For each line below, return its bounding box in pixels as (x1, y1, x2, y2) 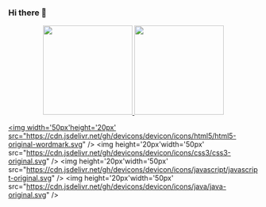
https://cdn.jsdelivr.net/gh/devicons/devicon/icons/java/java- (26, 182, 226, 191)
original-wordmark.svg (8, 140, 83, 149)
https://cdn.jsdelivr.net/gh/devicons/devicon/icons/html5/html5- (26, 131, 237, 141)
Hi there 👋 (8, 7, 48, 18)
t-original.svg (8, 174, 52, 183)
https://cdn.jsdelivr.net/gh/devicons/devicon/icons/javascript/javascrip (26, 165, 258, 174)
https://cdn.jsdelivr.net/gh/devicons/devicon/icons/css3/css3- (26, 148, 232, 158)
